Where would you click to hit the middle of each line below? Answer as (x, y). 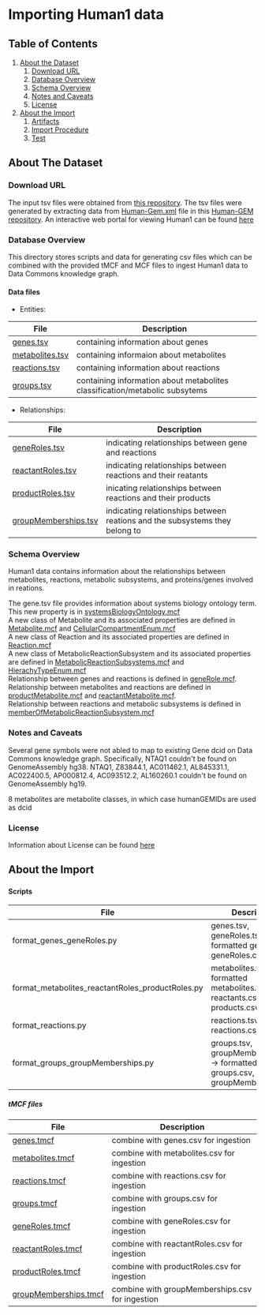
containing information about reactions (148, 368)
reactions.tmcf (39, 1180)
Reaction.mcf (30, 646)
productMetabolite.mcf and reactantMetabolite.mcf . (92, 695)
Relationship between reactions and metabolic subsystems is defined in (125, 704)
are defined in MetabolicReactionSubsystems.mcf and (96, 662)
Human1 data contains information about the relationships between (117, 571)
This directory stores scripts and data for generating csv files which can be (130, 257)
